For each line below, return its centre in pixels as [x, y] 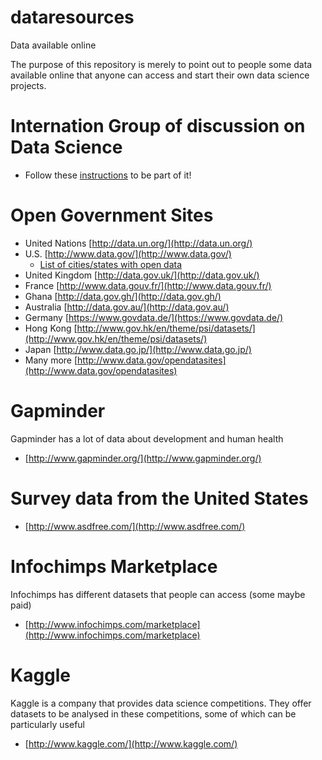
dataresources [72, 17]
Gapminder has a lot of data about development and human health [147, 438]
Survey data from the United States [159, 498]
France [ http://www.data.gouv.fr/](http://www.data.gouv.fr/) [148, 285]
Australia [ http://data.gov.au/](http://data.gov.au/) [127, 307]
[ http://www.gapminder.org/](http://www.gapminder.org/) [143, 458]
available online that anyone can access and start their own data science [160, 75]
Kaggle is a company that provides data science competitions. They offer [161, 703]
